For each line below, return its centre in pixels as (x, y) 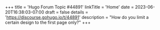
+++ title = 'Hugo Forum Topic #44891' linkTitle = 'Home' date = (70, 7)
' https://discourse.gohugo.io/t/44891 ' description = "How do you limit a (77, 17)
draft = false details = (67, 12)
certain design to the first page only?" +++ (48, 22)
